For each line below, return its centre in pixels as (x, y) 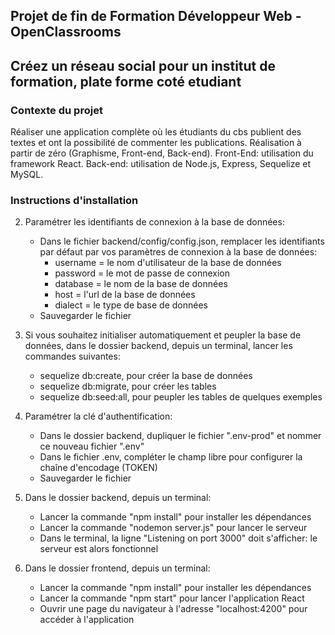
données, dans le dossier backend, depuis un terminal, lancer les (158, 346)
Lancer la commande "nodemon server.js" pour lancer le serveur (173, 528)
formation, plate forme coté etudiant (126, 81)
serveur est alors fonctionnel (99, 549)
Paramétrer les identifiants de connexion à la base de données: (154, 222)
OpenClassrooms (66, 32)
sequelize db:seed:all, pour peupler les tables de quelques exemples (181, 397)
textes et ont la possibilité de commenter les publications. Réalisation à (156, 143)
